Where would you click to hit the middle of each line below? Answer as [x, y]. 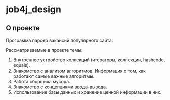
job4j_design [33, 9]
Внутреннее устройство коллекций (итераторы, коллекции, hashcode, [89, 60]
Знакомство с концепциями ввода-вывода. [60, 87]
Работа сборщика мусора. [41, 81]
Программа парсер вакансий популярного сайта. [59, 40]
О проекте [23, 28]
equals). [22, 65]
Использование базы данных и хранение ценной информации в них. [87, 92]
